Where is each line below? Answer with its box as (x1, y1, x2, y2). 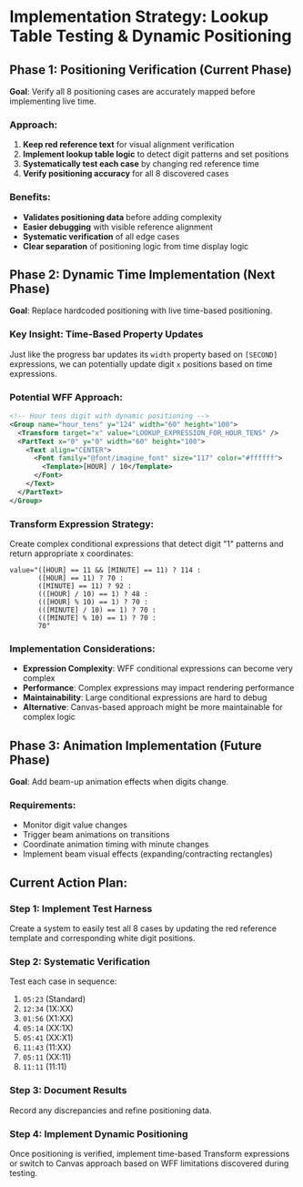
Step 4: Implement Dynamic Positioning (9, 1127, 188, 1140)
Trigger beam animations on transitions (22, 829, 170, 840)
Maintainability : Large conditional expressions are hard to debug (22, 692, 268, 703)
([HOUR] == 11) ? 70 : (37, 573, 125, 583)
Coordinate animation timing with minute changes (22, 839, 209, 850)
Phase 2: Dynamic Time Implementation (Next (9, 267, 276, 282)
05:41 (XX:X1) (22, 1032, 75, 1043)
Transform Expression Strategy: (9, 517, 155, 530)
